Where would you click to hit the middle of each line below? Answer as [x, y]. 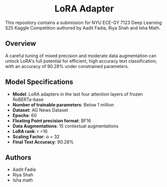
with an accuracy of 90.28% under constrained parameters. [67, 66]
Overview [21, 44]
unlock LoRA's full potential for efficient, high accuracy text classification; [81, 61]
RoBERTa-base [28, 99]
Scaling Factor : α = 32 [36, 136]
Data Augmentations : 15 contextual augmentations [65, 126]
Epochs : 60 [24, 115]
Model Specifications [39, 82]
